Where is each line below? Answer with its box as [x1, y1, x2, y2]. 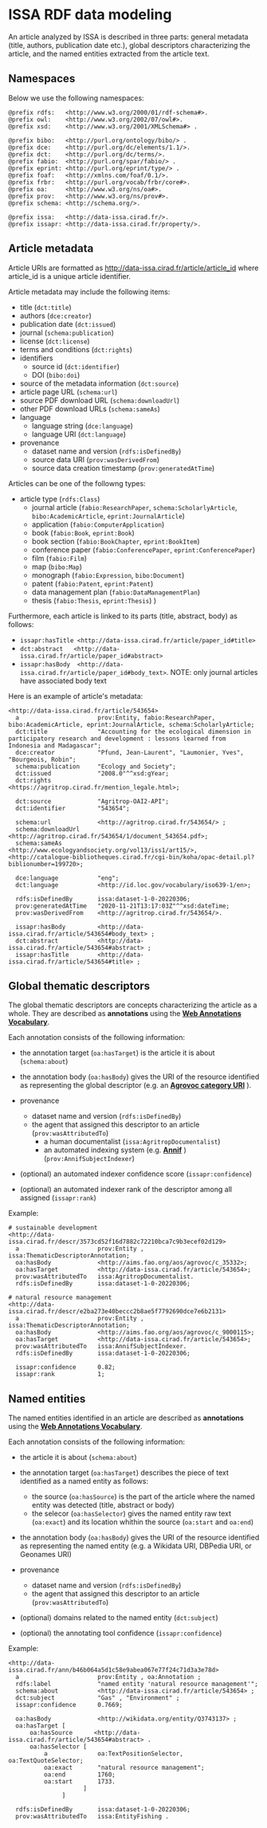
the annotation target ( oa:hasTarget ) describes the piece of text [19, 1468, 229, 1477]
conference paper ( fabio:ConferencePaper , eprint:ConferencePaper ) [31, 544, 256, 555]
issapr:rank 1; [15, 1371, 105, 1379]
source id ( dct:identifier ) [31, 361, 120, 371]
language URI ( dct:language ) [31, 429, 126, 439]
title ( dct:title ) [19, 302, 72, 312]
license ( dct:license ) [19, 336, 90, 346]
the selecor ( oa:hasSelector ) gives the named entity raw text [31, 1508, 232, 1519]
